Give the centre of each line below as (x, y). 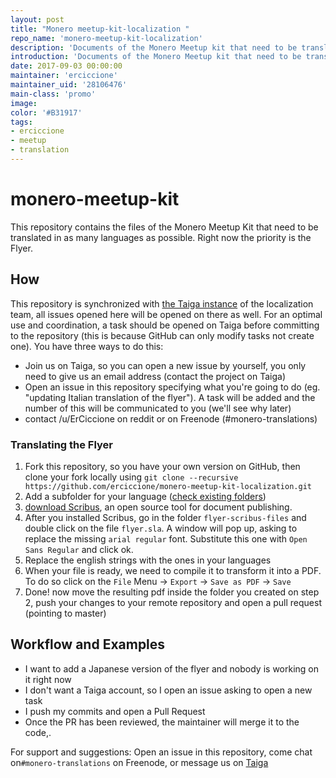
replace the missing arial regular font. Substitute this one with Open (166, 538)
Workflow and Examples (88, 644)
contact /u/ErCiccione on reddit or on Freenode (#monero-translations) (171, 418)
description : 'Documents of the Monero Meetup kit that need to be (154, 47)
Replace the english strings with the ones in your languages (148, 560)
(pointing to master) (65, 613)
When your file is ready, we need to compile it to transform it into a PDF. (173, 570)
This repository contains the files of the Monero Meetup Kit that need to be (164, 227)
